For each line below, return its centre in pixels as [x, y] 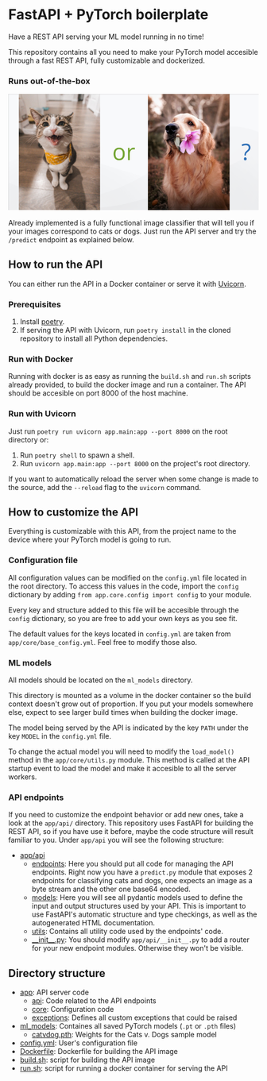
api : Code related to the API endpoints [94, 1001]
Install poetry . [42, 321]
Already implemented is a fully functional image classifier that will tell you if [131, 222]
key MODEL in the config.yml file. [60, 735]
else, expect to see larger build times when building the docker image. [123, 712]
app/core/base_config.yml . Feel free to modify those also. [103, 642]
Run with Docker [41, 359]
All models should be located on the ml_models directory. [101, 680]
